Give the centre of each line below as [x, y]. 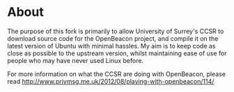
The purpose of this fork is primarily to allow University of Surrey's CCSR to [116, 31]
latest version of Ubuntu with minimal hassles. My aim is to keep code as [111, 46]
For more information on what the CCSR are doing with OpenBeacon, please [117, 74]
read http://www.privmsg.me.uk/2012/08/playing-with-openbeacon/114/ [111, 81]
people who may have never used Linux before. [76, 60]
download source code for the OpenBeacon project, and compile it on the [113, 38]
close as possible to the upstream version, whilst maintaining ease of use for [117, 53]
